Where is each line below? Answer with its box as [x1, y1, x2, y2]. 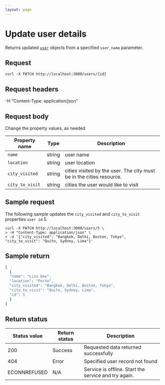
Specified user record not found [83, 358, 158, 365]
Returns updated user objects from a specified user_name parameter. [5, 45, 143, 51]
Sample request [5, 198, 55, 206]
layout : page [5, 7, 32, 12]
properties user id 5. [5, 216, 48, 222]
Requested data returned [83, 344, 141, 351]
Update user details [5, 28, 87, 39]
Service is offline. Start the [83, 366, 145, 373]
